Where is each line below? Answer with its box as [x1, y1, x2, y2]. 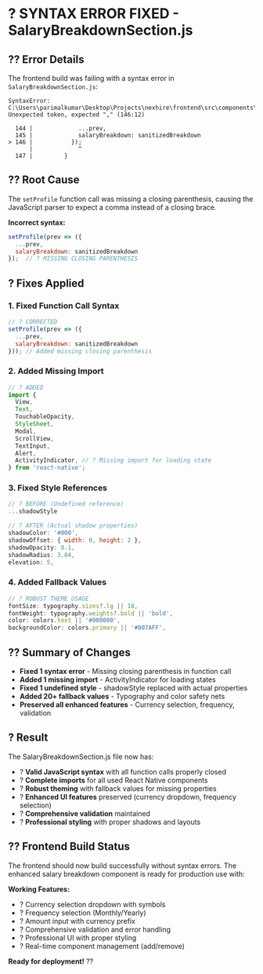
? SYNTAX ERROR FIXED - [8, 5, 180, 23]
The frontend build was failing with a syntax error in [8, 74, 175, 82]
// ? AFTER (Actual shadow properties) [8, 522, 139, 530]
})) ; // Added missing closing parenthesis [8, 347, 153, 355]
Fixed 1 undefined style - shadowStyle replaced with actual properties [19, 683, 248, 692]
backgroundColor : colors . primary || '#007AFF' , [8, 624, 167, 632]
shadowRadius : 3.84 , [8, 551, 76, 558]
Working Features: [8, 884, 70, 894]
